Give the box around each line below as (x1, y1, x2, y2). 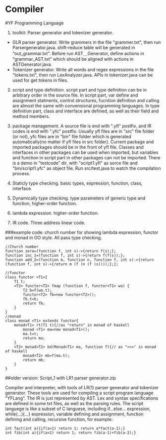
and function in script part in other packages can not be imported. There (12, 154, 161, 160)
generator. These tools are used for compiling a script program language (5, 390, 154, 396)
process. (12, 170, 31, 176)
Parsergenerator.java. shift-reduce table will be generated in (12, 44, 135, 50)
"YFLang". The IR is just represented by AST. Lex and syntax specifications (5, 395, 159, 401)
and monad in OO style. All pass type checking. (5, 234, 103, 240)
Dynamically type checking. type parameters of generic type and (12, 195, 146, 201)
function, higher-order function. (12, 200, 77, 206)
